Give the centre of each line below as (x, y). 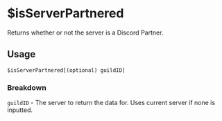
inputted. (20, 110)
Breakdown (27, 87)
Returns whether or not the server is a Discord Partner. (85, 32)
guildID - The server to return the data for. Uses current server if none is (111, 103)
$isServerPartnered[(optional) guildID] (67, 70)
